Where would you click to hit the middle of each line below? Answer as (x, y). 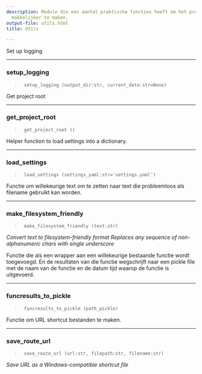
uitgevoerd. (20, 274)
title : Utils (23, 29)
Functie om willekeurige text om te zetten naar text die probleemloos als (95, 186)
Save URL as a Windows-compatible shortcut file (67, 365)
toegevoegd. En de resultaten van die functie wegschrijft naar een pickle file (101, 262)
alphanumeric (23, 244)
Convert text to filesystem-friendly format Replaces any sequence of (92, 237)
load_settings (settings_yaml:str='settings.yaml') (90, 175)
